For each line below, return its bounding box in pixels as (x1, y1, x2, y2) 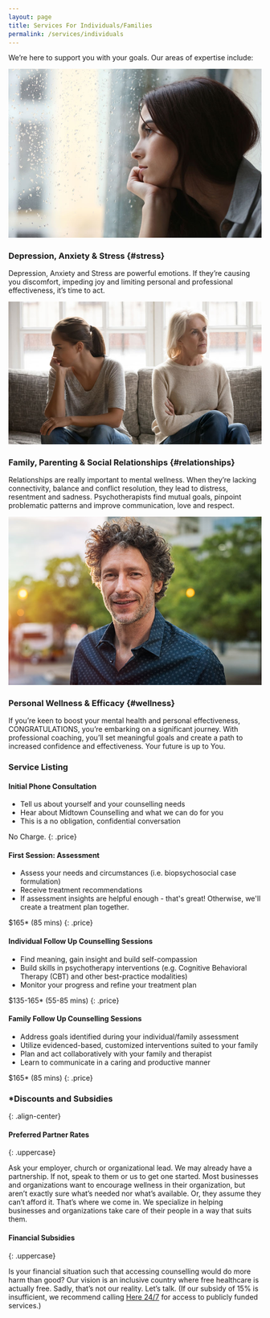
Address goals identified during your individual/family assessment (19, 1032, 239, 1041)
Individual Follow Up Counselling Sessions (8, 936, 153, 946)
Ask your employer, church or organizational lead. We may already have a (8, 1163, 252, 1173)
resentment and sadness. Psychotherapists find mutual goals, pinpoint (8, 492, 242, 502)
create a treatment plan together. (19, 902, 129, 912)
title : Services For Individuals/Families (8, 21, 153, 30)
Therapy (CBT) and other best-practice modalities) (19, 971, 188, 981)
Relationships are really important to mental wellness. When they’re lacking (8, 475, 257, 485)
